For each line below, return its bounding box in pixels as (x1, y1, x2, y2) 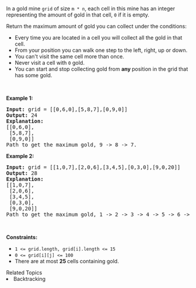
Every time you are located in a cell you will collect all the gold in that (14, 34, 182, 41)
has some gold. (14, 72, 53, 78)
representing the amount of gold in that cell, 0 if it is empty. (6, 11, 149, 18)
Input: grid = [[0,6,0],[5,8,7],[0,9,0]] (6, 106, 128, 113)
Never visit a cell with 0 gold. (14, 59, 85, 66)
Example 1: (6, 94, 34, 102)
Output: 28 (6, 170, 38, 176)
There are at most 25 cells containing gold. (14, 258, 119, 264)
